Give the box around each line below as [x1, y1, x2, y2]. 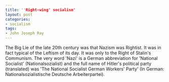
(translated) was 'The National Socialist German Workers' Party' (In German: [5, 66, 164, 72]
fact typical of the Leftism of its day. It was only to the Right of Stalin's [5, 50, 151, 56]
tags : [5, 26, 17, 31]
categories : [5, 17, 30, 22]
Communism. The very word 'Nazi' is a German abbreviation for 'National [5, 55, 158, 61]
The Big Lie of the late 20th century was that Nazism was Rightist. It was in [5, 45, 161, 50]
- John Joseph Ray [5, 31, 44, 36]
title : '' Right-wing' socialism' [5, 7, 76, 13]
